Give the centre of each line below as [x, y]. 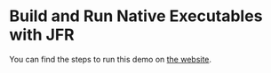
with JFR [42, 35]
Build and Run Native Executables [136, 16]
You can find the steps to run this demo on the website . [110, 59]
